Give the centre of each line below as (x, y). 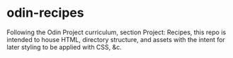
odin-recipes (45, 13)
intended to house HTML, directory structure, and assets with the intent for (116, 39)
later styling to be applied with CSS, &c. (64, 47)
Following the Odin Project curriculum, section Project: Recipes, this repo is (116, 32)
